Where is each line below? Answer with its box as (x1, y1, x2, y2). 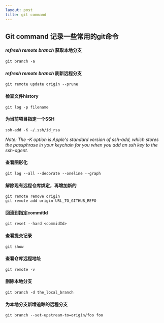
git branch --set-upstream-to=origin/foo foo (5, 313, 103, 318)
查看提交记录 (5, 232, 32, 238)
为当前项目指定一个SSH (5, 116, 55, 122)
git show (5, 244, 24, 249)
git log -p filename (5, 104, 49, 110)
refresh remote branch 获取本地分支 (5, 47, 82, 53)
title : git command (5, 12, 47, 17)
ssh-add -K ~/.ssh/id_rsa (5, 127, 60, 132)
